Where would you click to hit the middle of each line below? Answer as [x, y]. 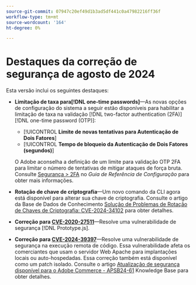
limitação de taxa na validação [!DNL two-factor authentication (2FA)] [98, 114]
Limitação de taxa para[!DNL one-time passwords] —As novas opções [101, 102]
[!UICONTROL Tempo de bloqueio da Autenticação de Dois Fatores [106, 145]
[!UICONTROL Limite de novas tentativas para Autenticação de [101, 132]
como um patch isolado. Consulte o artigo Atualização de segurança [97, 265]
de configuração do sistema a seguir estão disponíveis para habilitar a [99, 108]
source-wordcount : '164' [36, 22]
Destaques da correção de [72, 62]
